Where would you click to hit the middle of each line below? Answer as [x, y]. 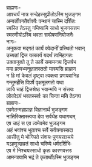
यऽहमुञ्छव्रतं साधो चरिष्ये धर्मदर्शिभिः [39, 144]
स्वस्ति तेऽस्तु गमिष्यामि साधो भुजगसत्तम [43, 28]
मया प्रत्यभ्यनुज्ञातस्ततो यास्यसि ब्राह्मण [41, 69]
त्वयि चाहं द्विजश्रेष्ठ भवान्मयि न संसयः [40, 89]
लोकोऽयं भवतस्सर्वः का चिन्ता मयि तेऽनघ [44, 96]
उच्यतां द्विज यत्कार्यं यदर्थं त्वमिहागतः [39, 55]
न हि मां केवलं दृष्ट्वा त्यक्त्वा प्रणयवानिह [43, 76]
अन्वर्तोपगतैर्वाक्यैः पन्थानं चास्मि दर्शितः [41, 21]
